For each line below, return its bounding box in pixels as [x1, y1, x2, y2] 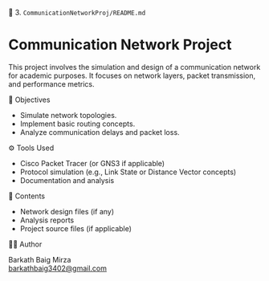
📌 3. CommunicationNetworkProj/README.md [8, 8, 146, 17]
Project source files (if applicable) [19, 223, 132, 233]
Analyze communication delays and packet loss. [19, 127, 180, 136]
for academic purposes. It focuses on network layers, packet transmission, [8, 71, 256, 80]
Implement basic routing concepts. [19, 119, 136, 128]
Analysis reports [19, 215, 75, 225]
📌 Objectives [8, 95, 51, 104]
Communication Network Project [8, 36, 232, 54]
